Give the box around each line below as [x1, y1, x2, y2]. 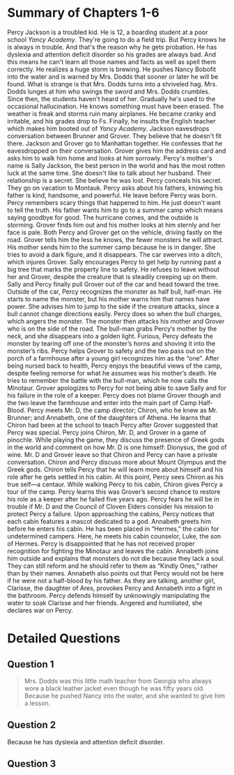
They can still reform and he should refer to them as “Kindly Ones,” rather [7, 562, 218, 570]
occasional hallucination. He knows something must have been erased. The [7, 102, 224, 110]
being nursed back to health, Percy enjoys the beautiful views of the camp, [7, 361, 223, 370]
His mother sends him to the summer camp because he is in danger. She [7, 243, 216, 251]
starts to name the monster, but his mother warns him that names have [7, 294, 210, 303]
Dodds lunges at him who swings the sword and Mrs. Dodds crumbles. [7, 87, 210, 96]
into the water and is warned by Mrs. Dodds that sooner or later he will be [7, 72, 219, 81]
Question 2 [7, 719, 56, 731]
